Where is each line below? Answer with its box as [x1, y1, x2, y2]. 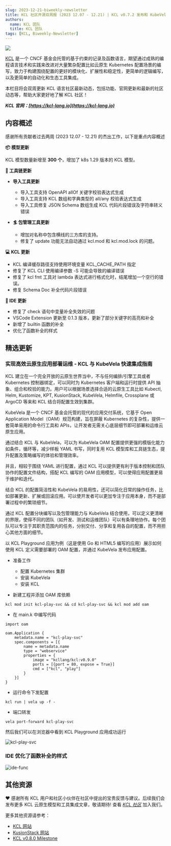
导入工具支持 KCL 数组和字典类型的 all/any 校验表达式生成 [20, 195, 141, 201]
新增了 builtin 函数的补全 [12, 321, 64, 327]
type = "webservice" [23, 648, 67, 653]
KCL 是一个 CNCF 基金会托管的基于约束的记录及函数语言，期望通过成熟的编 [5, 56, 164, 61]
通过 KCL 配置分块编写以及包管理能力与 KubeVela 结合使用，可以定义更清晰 [5, 510, 164, 516]
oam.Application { [5, 630, 44, 635]
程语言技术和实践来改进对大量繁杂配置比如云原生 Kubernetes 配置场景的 [5, 62, 157, 68]
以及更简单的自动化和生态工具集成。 [5, 74, 81, 81]
